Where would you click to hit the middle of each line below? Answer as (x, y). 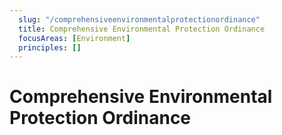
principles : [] (50, 47)
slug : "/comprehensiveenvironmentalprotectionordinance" (139, 19)
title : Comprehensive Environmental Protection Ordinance (142, 29)
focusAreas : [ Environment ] (74, 38)
